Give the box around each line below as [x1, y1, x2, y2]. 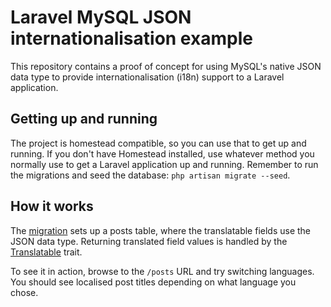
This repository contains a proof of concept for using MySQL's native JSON [10, 60, 322, 72]
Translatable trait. [10, 246, 83, 258]
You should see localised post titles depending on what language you [10, 276, 297, 288]
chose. [10, 286, 39, 298]
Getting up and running [10, 111, 158, 128]
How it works [10, 198, 94, 215]
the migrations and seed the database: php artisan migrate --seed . [10, 169, 291, 181]
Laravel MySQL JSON [10, 6, 192, 29]
